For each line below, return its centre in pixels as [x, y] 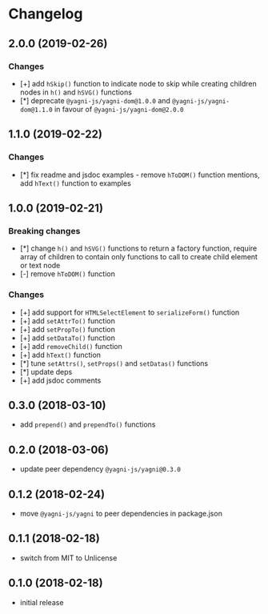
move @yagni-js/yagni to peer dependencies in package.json [121, 513]
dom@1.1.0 [36, 110]
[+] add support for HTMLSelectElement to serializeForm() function [130, 312]
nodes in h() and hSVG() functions [76, 92]
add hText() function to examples [76, 183]
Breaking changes [44, 231]
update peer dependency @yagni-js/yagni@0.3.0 [100, 469]
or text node [40, 266]
